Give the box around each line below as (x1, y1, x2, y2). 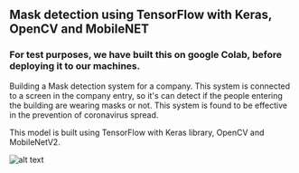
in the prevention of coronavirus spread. (9, 109, 159, 120)
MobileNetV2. (9, 136, 61, 148)
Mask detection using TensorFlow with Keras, (9, 7, 273, 23)
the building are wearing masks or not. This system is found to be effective (9, 100, 287, 111)
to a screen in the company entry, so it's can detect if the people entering (9, 90, 283, 101)
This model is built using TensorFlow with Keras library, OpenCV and (9, 127, 265, 138)
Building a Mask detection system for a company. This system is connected (9, 81, 291, 91)
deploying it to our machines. (9, 60, 141, 72)
